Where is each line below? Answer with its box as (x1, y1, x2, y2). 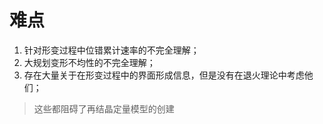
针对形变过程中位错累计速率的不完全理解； (23, 44, 200, 56)
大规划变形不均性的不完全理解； (23, 56, 156, 68)
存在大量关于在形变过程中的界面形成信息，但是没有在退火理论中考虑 (23, 69, 305, 81)
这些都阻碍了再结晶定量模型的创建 (33, 102, 175, 115)
